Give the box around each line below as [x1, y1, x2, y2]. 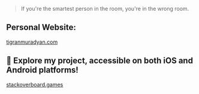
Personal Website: [6, 22, 77, 32]
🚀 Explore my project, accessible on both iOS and [6, 56, 194, 66]
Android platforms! [6, 65, 79, 75]
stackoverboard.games [6, 81, 64, 88]
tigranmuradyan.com [6, 38, 58, 46]
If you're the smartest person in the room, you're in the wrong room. [20, 5, 189, 12]
